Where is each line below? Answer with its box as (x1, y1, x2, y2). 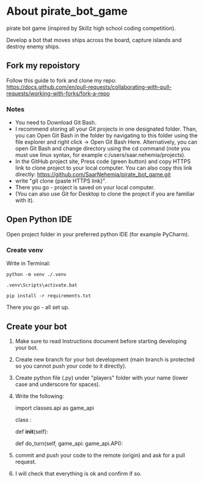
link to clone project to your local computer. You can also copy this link (15, 164, 193, 172)
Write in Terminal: (6, 260, 51, 267)
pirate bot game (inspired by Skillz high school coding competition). (6, 24, 176, 32)
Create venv (6, 245, 44, 254)
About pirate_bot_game (6, 4, 128, 18)
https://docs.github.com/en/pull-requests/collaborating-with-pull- (6, 83, 172, 90)
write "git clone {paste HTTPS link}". (15, 177, 107, 184)
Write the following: (15, 392, 65, 399)
